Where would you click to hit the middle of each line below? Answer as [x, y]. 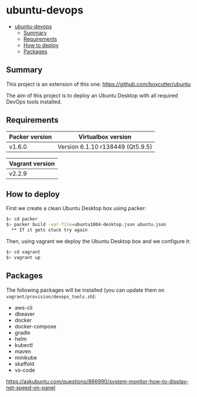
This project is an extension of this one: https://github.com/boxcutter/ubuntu [98, 84]
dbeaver [25, 314]
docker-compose [35, 326]
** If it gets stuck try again [50, 230]
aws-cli [23, 307]
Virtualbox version [105, 137]
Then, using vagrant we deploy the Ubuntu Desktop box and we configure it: [98, 241]
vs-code [25, 370]
